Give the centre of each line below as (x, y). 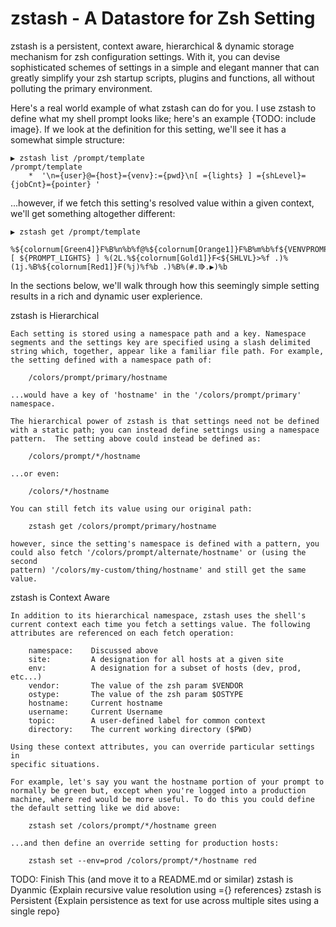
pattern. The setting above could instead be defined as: (136, 438)
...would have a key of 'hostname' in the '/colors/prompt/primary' (156, 395)
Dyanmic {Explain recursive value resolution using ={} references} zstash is (166, 889)
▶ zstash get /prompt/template (75, 232)
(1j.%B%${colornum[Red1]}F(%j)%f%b (84, 267)
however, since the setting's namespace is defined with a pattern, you (165, 543)
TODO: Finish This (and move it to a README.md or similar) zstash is (152, 879)
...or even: (35, 473)
